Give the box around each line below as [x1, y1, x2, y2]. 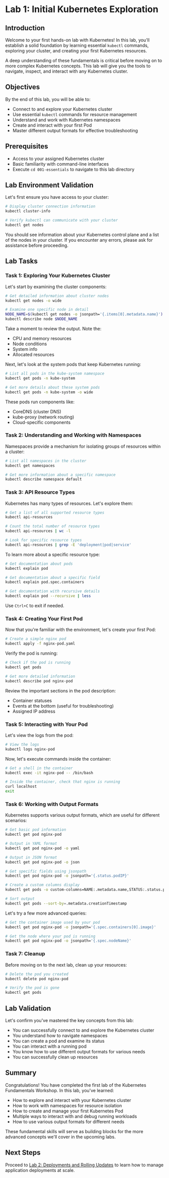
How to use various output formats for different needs [12, 1118, 125, 1125]
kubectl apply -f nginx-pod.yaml [5, 641, 75, 647]
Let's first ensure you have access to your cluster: [5, 194, 109, 200]
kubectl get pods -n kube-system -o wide [5, 390, 94, 395]
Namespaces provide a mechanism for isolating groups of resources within [5, 443, 161, 449]
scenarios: [5, 818, 27, 824]
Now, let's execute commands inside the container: [5, 756, 112, 762]
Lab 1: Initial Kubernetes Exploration [5, 4, 158, 15]
